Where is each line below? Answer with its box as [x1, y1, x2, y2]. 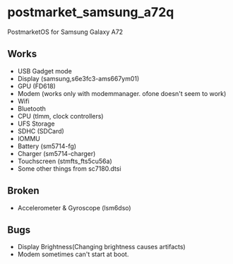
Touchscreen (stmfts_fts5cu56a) [17, 157, 112, 165]
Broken [7, 185, 40, 197]
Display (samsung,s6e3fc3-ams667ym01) [17, 74, 140, 83]
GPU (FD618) [17, 82, 56, 90]
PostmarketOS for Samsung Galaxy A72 [7, 28, 124, 36]
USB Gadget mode [17, 66, 72, 75]
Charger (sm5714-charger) [17, 149, 96, 157]
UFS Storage [17, 119, 55, 128]
